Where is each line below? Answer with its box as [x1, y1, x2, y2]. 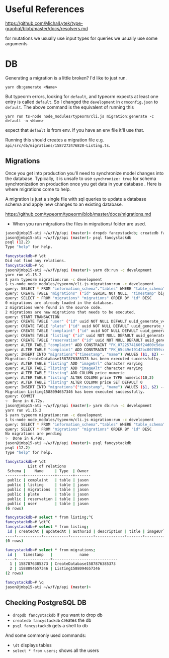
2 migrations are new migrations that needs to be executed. [5, 309, 136, 315]
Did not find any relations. [5, 258, 66, 264]
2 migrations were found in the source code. [5, 305, 102, 310]
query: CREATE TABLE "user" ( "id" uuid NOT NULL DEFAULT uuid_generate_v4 [5, 319, 165, 324]
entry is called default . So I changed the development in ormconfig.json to [5, 99, 158, 105]
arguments [5, 40, 28, 46]
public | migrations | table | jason [7, 487, 89, 492]
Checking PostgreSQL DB [5, 599, 87, 607]
